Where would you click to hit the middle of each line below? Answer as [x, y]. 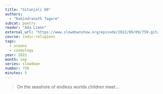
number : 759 [17, 69]
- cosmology [22, 50]
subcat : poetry [20, 23]
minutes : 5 [16, 73]
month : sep [16, 59]
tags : [10, 41]
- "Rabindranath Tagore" [34, 19]
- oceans [18, 46]
